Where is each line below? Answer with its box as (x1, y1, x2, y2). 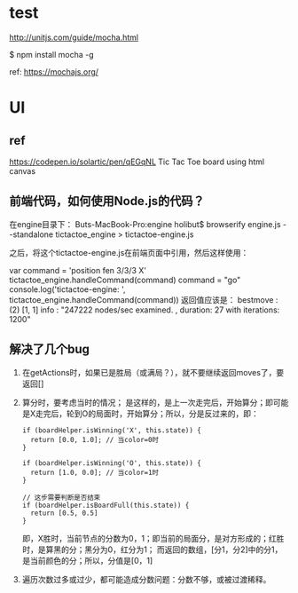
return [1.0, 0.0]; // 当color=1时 (30, 468, 160, 477)
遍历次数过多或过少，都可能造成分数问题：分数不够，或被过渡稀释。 (21, 573, 271, 584)
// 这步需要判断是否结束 (21, 493, 101, 502)
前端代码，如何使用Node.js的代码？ (9, 194, 206, 209)
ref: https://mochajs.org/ (9, 66, 99, 77)
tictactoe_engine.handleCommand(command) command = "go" (9, 274, 241, 285)
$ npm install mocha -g (9, 49, 95, 59)
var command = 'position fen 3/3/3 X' (9, 265, 147, 275)
